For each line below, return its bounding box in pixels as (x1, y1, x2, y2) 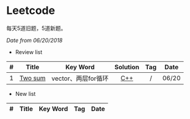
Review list (15, 48, 43, 55)
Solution (114, 63, 139, 71)
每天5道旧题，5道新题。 (6, 24, 67, 32)
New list (15, 90, 36, 97)
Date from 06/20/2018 (6, 36, 63, 44)
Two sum (19, 73, 46, 82)
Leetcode (6, 4, 56, 18)
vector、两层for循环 (51, 74, 109, 83)
